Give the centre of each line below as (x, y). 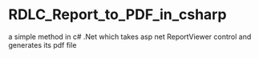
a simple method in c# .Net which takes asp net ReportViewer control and (130, 37)
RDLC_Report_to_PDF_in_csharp (117, 15)
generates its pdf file (42, 44)
